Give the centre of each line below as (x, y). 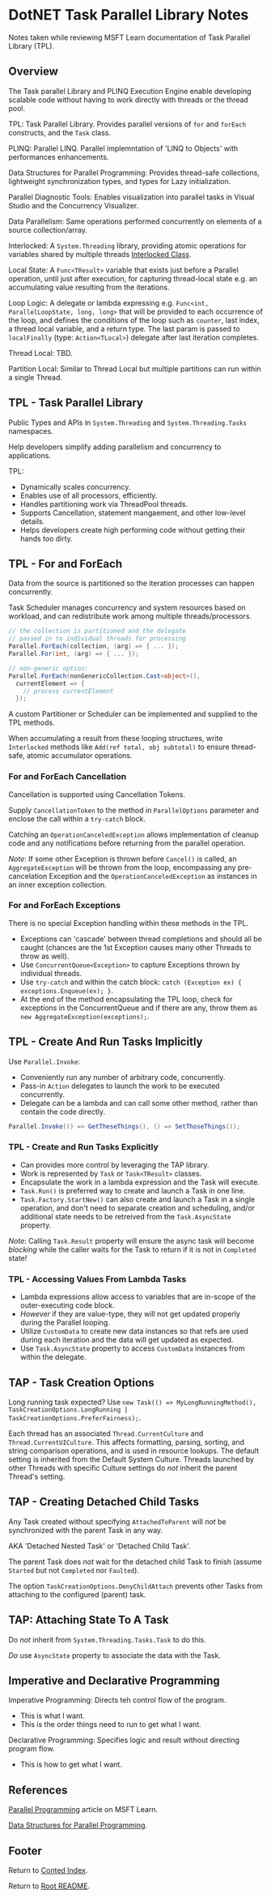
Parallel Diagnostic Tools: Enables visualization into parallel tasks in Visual (131, 197)
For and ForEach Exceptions (65, 906)
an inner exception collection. (57, 885)
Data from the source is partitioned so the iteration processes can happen (131, 583)
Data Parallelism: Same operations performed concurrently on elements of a (135, 221)
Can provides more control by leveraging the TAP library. (114, 1164)
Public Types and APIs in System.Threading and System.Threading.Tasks (128, 422)
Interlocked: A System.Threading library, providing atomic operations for (127, 246)
